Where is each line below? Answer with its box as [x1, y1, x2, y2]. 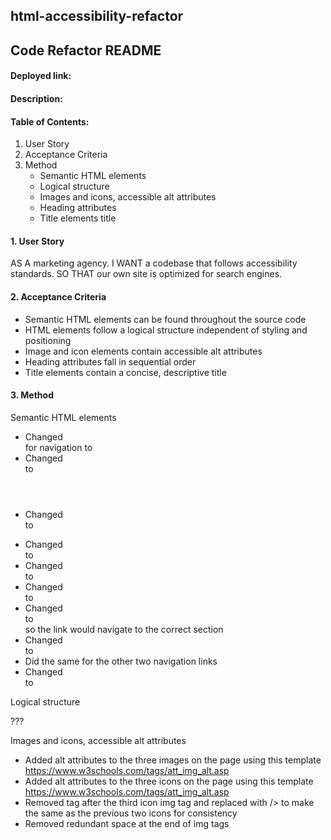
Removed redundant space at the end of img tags [24, 817, 230, 829]
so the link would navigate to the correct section [24, 623, 224, 635]
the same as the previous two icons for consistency [24, 807, 238, 819]
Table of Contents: [10, 115, 90, 128]
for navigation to [24, 441, 93, 453]
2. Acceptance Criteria [10, 290, 107, 303]
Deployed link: [10, 70, 72, 82]
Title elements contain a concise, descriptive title [24, 366, 227, 378]
